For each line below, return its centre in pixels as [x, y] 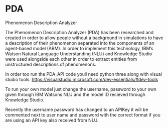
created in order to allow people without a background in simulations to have [84, 38]
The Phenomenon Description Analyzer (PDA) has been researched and [79, 32]
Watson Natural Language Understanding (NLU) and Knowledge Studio [79, 54]
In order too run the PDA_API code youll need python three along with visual [83, 74]
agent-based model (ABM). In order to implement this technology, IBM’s [79, 48]
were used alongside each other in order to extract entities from [71, 59]
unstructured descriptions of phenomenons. [51, 64]
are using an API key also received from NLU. [52, 120]
